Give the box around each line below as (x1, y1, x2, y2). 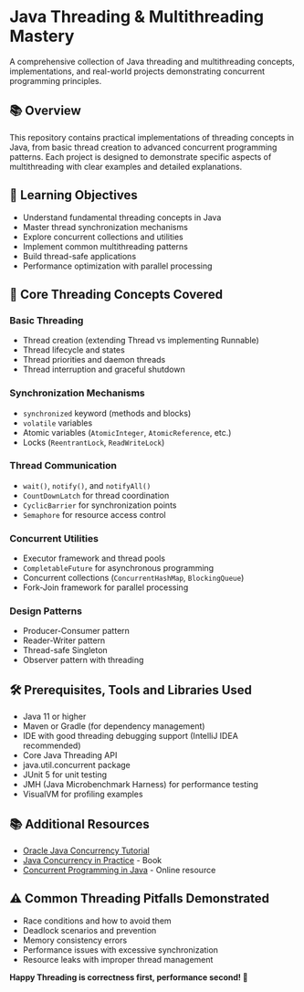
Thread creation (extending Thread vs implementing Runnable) (22, 335, 260, 346)
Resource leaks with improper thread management (22, 954, 214, 965)
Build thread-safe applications (22, 250, 137, 261)
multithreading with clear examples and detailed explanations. (9, 161, 243, 172)
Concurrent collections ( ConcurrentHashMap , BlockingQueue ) (22, 573, 245, 584)
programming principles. (9, 75, 102, 86)
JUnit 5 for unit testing (22, 769, 108, 780)
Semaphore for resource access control (22, 509, 166, 520)
